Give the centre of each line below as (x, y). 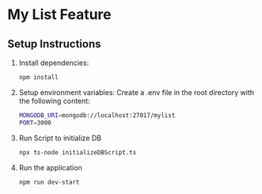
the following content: (54, 101)
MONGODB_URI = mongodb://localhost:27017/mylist (97, 115)
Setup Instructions (54, 44)
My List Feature (59, 15)
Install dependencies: (54, 63)
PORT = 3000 (35, 123)
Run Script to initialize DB (60, 138)
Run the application (50, 167)
